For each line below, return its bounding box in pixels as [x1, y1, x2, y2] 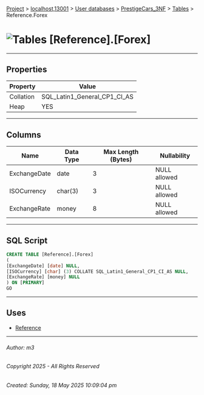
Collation [9, 93, 35, 101]
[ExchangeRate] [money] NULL [6, 274, 80, 280]
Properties [6, 64, 47, 74]
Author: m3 [6, 344, 35, 351]
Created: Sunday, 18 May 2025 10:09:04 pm [6, 381, 117, 389]
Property [9, 82, 36, 91]
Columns [6, 130, 41, 140]
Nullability [160, 152, 190, 160]
